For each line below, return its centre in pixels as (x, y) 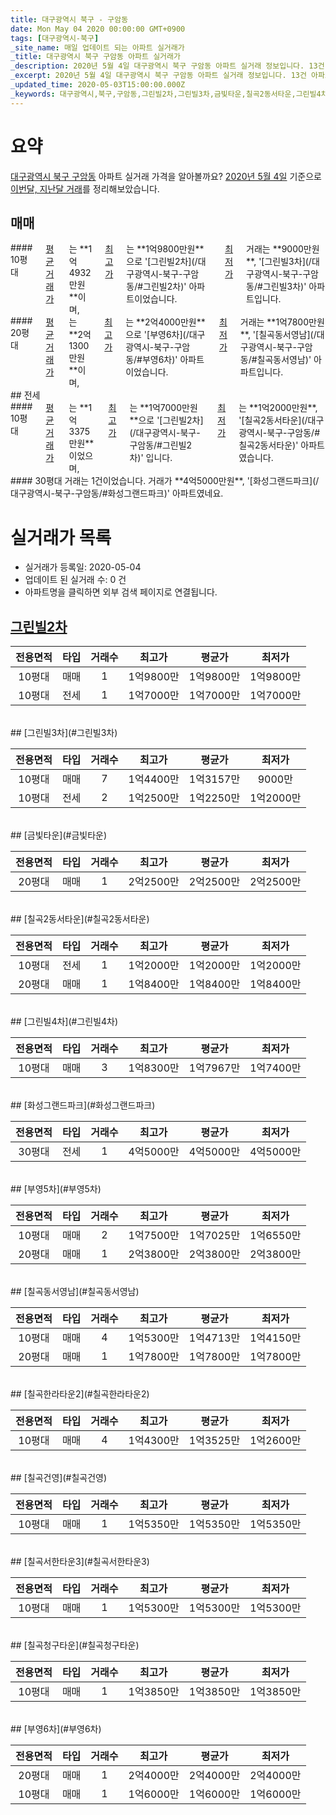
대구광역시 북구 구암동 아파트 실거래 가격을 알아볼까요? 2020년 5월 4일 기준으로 (166, 176)
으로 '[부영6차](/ (157, 335)
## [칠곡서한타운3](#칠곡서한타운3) (80, 1562)
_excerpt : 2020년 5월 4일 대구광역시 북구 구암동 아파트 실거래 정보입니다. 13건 (158, 76)
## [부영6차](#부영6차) (56, 1729)
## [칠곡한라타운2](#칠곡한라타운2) (80, 1394)
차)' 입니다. (151, 458)
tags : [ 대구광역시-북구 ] (55, 38)
